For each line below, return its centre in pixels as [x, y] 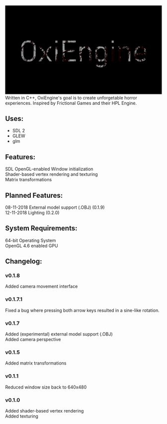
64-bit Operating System [31, 240]
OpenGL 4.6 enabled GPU [32, 246]
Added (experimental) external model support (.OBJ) [59, 334]
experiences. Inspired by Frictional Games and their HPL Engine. [71, 103]
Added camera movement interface [42, 286]
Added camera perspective [33, 340]
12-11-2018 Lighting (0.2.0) [32, 212]
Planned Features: [34, 195]
